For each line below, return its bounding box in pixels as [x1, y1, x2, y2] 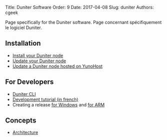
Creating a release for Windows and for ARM [12, 101, 105, 107]
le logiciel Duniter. [5, 25, 42, 31]
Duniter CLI [12, 91, 36, 97]
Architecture [12, 129, 38, 135]
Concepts [5, 116, 36, 125]
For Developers [5, 78, 54, 86]
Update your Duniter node [12, 58, 66, 64]
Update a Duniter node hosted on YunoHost [12, 63, 103, 69]
